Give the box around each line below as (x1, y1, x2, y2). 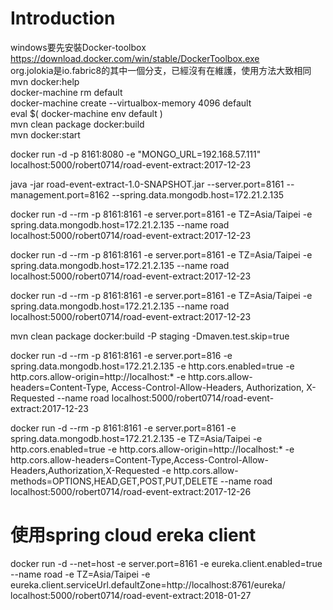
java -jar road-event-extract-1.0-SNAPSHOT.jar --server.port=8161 (10, 178, 285, 190)
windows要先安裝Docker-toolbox (10, 41, 147, 53)
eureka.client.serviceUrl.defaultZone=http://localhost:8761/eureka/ (10, 578, 286, 591)
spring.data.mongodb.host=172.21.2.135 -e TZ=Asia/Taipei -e (10, 432, 263, 444)
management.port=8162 (10, 188, 110, 201)
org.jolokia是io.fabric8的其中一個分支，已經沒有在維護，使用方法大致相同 (10, 64, 312, 76)
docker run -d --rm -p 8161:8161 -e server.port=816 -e (10, 349, 233, 361)
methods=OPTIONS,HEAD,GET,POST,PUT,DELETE (10, 475, 218, 487)
